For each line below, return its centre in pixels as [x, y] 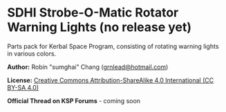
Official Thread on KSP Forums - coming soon [74, 100]
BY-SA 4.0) [23, 87]
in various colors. [32, 54]
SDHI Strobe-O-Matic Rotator [93, 13]
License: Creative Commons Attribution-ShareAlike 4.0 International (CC [111, 80]
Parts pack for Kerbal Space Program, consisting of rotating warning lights [113, 46]
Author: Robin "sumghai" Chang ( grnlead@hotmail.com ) [88, 67]
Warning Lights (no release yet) [100, 27]
